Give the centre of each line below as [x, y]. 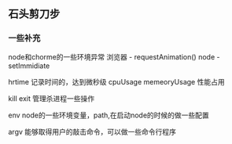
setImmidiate [29, 66]
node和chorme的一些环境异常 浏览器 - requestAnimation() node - [114, 56]
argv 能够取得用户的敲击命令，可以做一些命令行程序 [92, 131]
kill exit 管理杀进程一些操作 [52, 98]
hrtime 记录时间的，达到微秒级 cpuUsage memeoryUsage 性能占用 [117, 81]
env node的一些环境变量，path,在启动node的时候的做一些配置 [109, 115]
